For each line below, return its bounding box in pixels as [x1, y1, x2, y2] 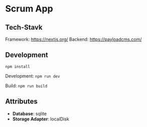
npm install [5, 64, 30, 69]
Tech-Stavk [5, 23, 43, 32]
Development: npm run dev [5, 73, 60, 79]
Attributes [5, 97, 38, 106]
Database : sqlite [12, 110, 47, 116]
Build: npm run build [5, 82, 48, 88]
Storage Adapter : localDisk [12, 116, 69, 122]
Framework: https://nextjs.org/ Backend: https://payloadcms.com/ [5, 36, 142, 42]
